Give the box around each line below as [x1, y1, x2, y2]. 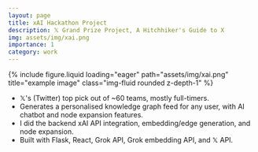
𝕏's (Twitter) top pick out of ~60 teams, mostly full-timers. [19, 94, 210, 102]
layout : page [8, 11, 51, 20]
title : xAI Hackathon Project [8, 19, 108, 27]
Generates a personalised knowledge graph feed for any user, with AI [19, 102, 245, 111]
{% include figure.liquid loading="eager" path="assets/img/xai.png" [8, 70, 229, 79]
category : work [8, 48, 58, 56]
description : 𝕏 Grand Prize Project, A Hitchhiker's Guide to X [8, 26, 225, 34]
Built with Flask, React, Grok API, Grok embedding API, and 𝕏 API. [19, 135, 234, 144]
